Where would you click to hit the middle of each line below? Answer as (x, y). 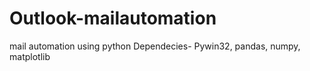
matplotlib (30, 56)
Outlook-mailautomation (113, 18)
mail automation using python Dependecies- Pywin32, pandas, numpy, (155, 46)
